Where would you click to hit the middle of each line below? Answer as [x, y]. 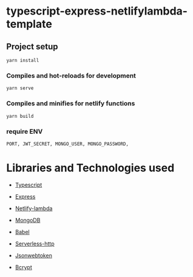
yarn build [20, 116]
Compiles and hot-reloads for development [71, 75]
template [29, 24]
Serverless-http [35, 244]
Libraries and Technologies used [90, 168]
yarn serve [20, 88]
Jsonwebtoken [34, 255]
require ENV [25, 131]
